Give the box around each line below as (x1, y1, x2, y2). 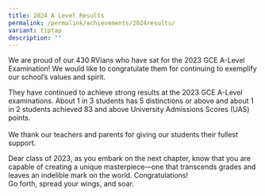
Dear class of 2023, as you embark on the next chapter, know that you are (8, 154, 252, 163)
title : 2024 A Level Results (8, 11, 105, 20)
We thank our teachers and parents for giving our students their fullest (8, 130, 239, 140)
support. (8, 138, 36, 148)
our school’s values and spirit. (8, 72, 106, 82)
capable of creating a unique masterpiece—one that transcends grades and (8, 162, 256, 171)
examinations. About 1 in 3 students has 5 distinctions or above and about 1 (8, 96, 254, 106)
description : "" (8, 33, 62, 42)
